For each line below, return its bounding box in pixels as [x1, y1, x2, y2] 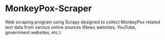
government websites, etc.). [5, 29, 62, 35]
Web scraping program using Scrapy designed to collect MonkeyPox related [5, 19, 161, 25]
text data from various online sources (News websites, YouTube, [5, 24, 136, 30]
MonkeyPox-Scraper [5, 3, 92, 14]
